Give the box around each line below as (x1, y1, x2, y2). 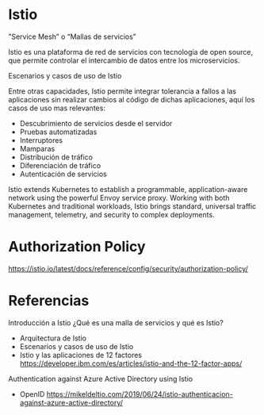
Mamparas (19, 144, 55, 153)
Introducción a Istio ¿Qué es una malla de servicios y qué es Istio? (8, 317, 224, 327)
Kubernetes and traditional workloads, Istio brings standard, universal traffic (8, 201, 257, 211)
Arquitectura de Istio (19, 333, 87, 343)
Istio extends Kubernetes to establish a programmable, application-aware (8, 184, 248, 194)
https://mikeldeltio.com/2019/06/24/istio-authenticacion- (46, 389, 234, 398)
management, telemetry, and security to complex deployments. (8, 209, 216, 219)
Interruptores (19, 135, 63, 144)
